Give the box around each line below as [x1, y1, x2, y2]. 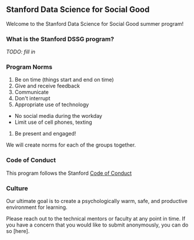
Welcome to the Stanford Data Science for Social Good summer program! [6, 20, 184, 27]
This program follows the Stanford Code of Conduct [6, 170, 132, 177]
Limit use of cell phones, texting [14, 119, 92, 126]
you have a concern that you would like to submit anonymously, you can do [6, 221, 189, 228]
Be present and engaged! [14, 130, 76, 137]
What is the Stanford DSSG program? [6, 35, 115, 43]
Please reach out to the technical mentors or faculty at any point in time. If [6, 215, 186, 222]
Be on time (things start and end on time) [14, 76, 114, 83]
